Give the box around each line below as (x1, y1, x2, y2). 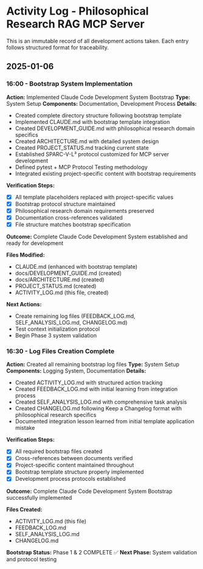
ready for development (6, 239, 64, 247)
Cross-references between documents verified (15, 455, 133, 462)
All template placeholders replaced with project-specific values (15, 193, 174, 201)
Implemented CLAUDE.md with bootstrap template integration (15, 118, 170, 125)
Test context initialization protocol (15, 325, 100, 333)
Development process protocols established (15, 475, 126, 483)
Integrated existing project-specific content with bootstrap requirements (15, 170, 196, 177)
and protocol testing (6, 555, 57, 563)
